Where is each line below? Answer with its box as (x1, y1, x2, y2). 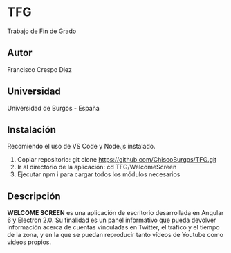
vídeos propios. (7, 238, 52, 246)
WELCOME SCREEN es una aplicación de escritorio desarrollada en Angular (7, 209, 224, 217)
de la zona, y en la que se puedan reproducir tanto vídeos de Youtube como (7, 231, 223, 239)
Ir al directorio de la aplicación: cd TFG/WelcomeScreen (17, 163, 177, 171)
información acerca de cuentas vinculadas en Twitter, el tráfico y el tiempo (7, 223, 220, 232)
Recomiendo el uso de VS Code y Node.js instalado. (7, 142, 156, 151)
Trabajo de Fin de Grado (7, 27, 77, 35)
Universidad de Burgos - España (7, 104, 100, 112)
